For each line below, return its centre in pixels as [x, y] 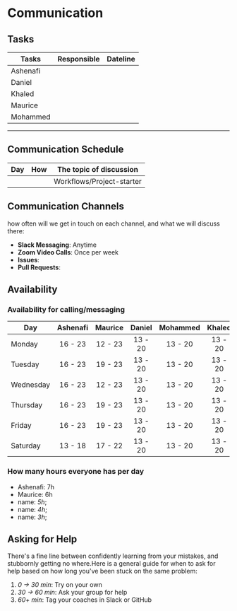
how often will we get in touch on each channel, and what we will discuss [114, 223]
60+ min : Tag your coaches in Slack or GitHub [85, 600]
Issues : [29, 260]
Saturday [26, 446]
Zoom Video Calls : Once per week [68, 252]
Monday [25, 344]
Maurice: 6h [35, 494]
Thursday [27, 405]
